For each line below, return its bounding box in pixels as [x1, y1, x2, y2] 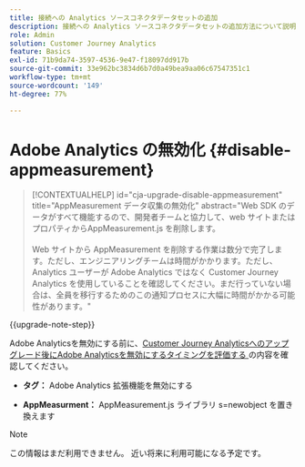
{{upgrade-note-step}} [9, 320, 96, 330]
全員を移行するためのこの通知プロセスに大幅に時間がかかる [56, 289, 280, 300]
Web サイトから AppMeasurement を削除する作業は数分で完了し [31, 244, 275, 255]
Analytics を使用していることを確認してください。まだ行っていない [31, 279, 284, 289]
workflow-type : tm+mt [9, 73, 92, 82]
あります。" [47, 301, 91, 312]
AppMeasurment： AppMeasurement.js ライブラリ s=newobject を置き [22, 400, 294, 411]
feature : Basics [9, 47, 71, 56]
